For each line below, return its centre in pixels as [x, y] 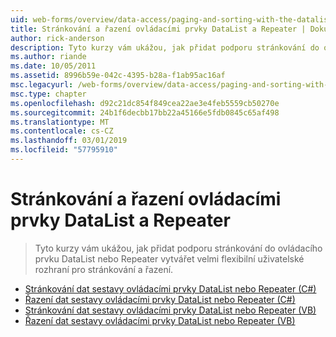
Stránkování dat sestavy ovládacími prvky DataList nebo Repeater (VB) [170, 310]
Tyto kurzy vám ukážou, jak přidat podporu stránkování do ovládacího [178, 248]
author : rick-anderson [57, 38]
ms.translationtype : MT [60, 122]
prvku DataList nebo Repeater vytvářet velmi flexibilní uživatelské [169, 258]
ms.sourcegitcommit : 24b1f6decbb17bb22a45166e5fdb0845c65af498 [145, 112]
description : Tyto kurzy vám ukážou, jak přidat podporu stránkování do [165, 47]
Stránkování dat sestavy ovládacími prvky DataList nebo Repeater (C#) [170, 288]
